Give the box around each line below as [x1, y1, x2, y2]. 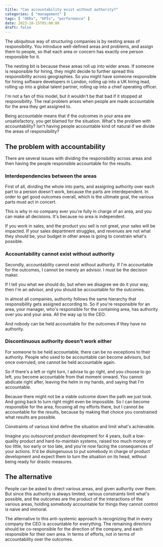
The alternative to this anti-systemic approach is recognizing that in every [5, 515, 153, 521]
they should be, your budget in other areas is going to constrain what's [5, 233, 147, 239]
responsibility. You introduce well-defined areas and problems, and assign [5, 44, 154, 49]
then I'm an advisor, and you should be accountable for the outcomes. [5, 287, 146, 292]
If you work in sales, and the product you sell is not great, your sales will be [5, 223, 156, 229]
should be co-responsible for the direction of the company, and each [5, 526, 143, 531]
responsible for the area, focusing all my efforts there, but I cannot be [5, 403, 144, 410]
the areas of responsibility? [5, 129, 60, 134]
